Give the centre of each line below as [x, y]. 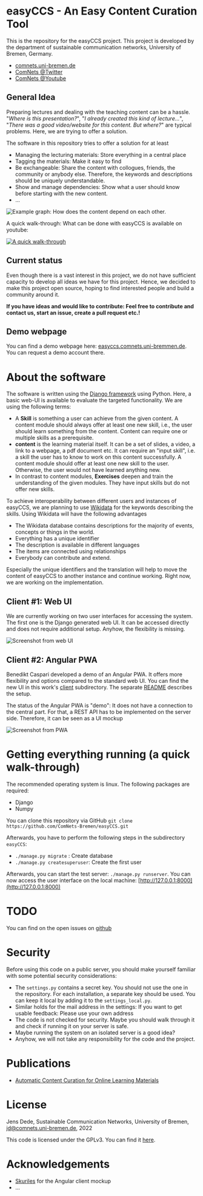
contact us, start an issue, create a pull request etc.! [73, 313]
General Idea [31, 97]
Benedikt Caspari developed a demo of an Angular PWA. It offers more [95, 674]
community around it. [33, 294]
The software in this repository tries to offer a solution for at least [88, 143]
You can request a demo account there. [56, 353]
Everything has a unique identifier [57, 539]
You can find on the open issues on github [59, 928]
